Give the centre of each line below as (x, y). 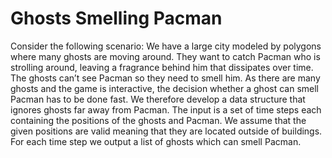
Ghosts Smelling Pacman (116, 18)
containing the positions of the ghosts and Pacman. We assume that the (158, 120)
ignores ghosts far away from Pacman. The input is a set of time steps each (166, 109)
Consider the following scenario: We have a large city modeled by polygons (166, 46)
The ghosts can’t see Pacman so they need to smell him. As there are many (165, 78)
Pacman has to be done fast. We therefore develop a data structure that (158, 99)
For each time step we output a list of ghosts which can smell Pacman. (156, 141)
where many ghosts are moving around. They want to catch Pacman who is (165, 56)
